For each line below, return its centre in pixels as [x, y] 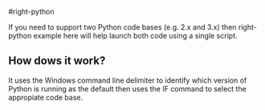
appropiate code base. [46, 97]
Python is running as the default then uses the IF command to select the [127, 88]
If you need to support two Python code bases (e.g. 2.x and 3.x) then [122, 27]
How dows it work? [57, 61]
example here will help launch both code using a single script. [135, 36]
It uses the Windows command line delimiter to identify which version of [128, 80]
